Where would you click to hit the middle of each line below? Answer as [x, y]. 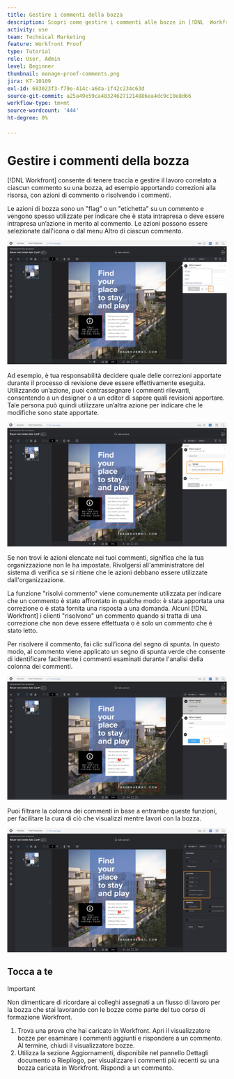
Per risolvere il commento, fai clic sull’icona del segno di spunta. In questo [114, 644]
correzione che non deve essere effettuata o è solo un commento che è [110, 623]
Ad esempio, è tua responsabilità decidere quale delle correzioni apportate [114, 376]
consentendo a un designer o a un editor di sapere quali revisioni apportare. [116, 398]
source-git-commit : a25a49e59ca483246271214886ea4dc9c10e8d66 [99, 96]
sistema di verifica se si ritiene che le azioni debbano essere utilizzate [107, 572]
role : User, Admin [34, 59]
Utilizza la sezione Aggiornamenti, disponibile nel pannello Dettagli [113, 1052]
